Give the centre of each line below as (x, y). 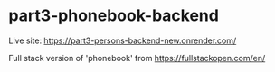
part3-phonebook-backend (114, 16)
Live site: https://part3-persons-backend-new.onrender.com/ (123, 40)
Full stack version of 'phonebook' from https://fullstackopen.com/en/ (137, 58)
